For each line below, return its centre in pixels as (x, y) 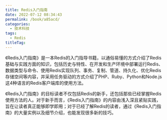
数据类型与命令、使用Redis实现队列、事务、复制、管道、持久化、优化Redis (83, 70)
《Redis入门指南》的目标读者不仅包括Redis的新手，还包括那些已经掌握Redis (83, 93)
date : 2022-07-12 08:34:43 (34, 15)
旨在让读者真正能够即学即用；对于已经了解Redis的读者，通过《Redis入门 (81, 106)
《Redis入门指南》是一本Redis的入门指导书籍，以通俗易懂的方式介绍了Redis (83, 57)
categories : (18, 24)
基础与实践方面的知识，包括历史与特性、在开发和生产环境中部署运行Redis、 (84, 64)
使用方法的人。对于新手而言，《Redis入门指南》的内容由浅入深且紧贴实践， (83, 100)
